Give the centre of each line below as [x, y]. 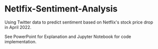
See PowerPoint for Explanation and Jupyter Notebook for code [68, 37]
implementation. [21, 41]
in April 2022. [18, 27]
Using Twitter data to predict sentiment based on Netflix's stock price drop [79, 22]
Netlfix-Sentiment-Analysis [61, 9]
